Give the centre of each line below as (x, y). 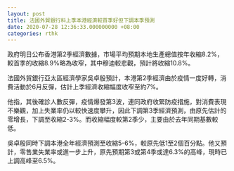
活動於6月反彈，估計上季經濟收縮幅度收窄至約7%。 (88, 87)
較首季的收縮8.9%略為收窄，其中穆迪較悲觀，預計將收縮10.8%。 (101, 63)
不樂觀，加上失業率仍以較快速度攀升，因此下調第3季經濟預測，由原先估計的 (117, 110)
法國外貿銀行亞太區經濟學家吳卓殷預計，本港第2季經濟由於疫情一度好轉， (114, 78)
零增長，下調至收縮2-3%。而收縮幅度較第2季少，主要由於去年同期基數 (110, 120)
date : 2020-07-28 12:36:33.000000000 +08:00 (73, 27)
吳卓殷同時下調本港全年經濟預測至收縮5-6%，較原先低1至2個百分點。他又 (114, 143)
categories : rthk (33, 33)
